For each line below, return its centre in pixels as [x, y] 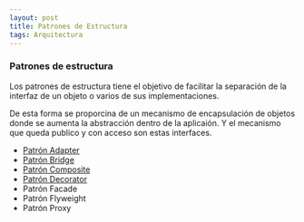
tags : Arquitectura [46, 34]
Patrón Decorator [55, 179]
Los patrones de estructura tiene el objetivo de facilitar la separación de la [148, 86]
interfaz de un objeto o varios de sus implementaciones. [114, 95]
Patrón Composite [56, 169]
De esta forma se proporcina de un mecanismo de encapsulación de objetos [152, 113]
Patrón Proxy [47, 208]
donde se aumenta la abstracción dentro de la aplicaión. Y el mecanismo [145, 122]
